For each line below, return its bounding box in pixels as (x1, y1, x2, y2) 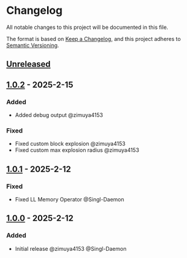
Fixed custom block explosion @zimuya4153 (14, 140, 125, 148)
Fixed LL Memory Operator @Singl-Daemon (14, 196, 125, 203)
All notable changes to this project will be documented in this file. (6, 24, 169, 31)
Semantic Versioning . (6, 42, 59, 49)
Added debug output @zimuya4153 (14, 112, 104, 119)
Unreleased (6, 59, 51, 69)
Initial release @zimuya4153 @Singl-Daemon (14, 245, 127, 252)
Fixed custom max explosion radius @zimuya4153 (14, 146, 140, 154)
